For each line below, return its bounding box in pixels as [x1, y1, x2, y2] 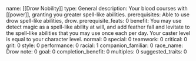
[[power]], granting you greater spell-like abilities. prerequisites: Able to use [6, 11, 190, 18]
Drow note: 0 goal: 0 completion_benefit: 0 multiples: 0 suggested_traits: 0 [6, 48, 187, 55]
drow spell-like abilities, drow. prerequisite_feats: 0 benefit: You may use [6, 17, 182, 24]
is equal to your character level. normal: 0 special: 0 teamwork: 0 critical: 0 [6, 36, 187, 42]
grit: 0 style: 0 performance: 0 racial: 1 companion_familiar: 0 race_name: [6, 42, 184, 49]
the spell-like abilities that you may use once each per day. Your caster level [6, 30, 191, 37]
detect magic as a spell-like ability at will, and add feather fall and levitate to [6, 23, 190, 30]
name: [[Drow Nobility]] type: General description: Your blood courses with [6, 5, 188, 12]
